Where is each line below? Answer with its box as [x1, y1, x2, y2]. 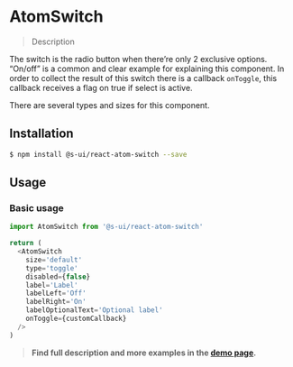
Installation [9, 126, 74, 142]
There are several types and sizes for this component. [9, 99, 210, 110]
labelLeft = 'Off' [25, 289, 87, 298]
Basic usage [9, 201, 65, 214]
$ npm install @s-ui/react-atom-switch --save [9, 150, 188, 159]
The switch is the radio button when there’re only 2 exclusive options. [9, 53, 268, 64]
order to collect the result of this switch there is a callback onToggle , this [9, 72, 278, 83]
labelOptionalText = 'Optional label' [25, 306, 164, 315]
